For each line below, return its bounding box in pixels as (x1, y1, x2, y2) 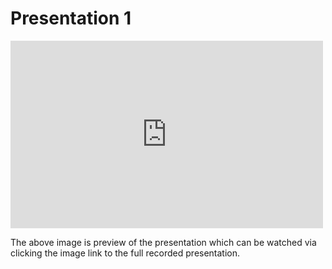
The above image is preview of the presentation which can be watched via (10, 236, 317, 248)
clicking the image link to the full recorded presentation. (10, 247, 241, 259)
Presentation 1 (10, 7, 132, 30)
